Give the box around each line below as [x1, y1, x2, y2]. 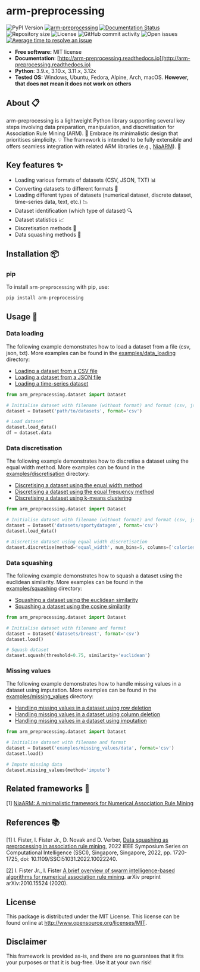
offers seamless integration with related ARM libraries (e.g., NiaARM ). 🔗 [6, 142, 182, 150]
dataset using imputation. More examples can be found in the [6, 686, 157, 694]
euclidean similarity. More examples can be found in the [6, 578, 143, 585]
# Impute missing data [6, 761, 62, 768]
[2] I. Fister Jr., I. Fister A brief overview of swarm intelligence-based [6, 867, 176, 874]
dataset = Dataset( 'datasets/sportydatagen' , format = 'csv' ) [6, 522, 159, 528]
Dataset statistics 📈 [14, 216, 64, 223]
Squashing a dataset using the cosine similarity [14, 603, 131, 610]
